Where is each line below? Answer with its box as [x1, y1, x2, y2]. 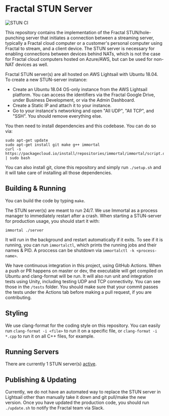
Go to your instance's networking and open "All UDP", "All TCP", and [12, 108, 154, 114]
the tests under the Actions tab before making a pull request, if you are [5, 289, 152, 295]
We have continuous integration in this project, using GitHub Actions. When [5, 262, 161, 268]
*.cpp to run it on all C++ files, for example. [5, 333, 95, 339]
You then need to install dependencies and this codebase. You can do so [5, 123, 156, 129]
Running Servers [5, 348, 59, 356]
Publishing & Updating [5, 375, 76, 384]
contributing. [5, 294, 32, 300]
